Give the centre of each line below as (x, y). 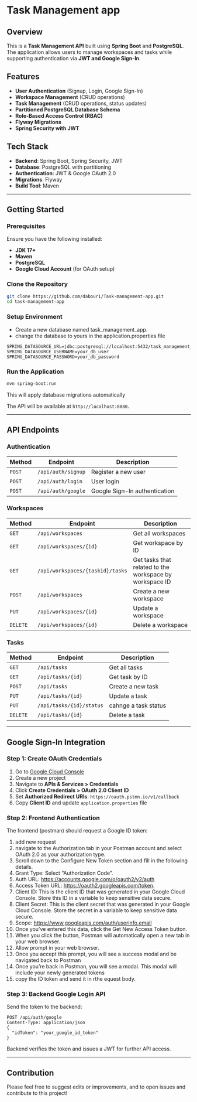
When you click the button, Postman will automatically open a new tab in (102, 936)
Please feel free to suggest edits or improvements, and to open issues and (96, 1087)
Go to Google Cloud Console (49, 772)
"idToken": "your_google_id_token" (55, 1033)
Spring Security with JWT (47, 128)
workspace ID (152, 582)
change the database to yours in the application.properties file (90, 336)
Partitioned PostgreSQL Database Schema (68, 110)
